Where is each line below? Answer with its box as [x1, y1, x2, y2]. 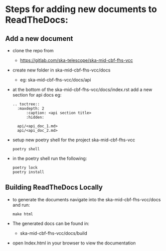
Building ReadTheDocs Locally [5, 183, 103, 192]
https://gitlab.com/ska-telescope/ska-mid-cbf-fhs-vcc [20, 57, 133, 63]
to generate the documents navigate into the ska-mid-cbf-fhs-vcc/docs [12, 196, 161, 202]
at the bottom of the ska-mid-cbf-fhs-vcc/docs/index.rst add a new [12, 87, 152, 93]
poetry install [12, 170, 45, 175]
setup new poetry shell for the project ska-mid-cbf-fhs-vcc [12, 137, 135, 143]
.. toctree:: [12, 102, 40, 107]
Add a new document [5, 34, 73, 43]
